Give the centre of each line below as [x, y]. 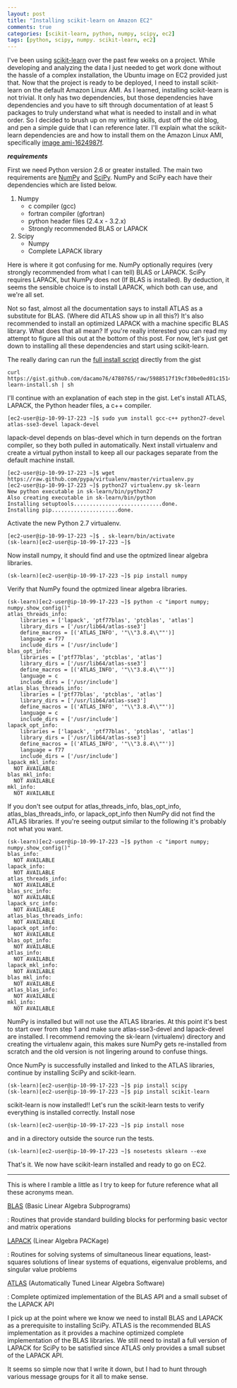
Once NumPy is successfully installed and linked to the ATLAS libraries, [111, 1066]
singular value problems [42, 1269]
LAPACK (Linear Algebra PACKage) [58, 1241]
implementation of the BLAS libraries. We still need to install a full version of [117, 1341]
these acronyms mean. [41, 1193]
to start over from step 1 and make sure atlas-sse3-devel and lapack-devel [116, 1029]
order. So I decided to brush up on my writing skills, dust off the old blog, [113, 120]
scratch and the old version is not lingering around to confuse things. [108, 1051]
